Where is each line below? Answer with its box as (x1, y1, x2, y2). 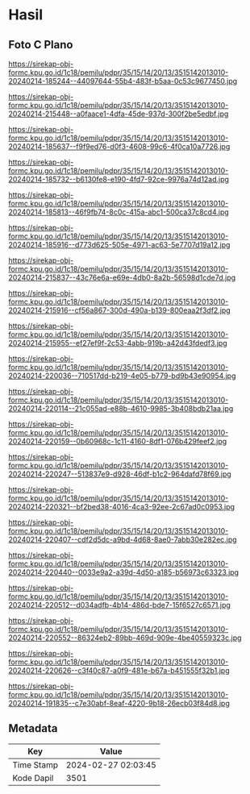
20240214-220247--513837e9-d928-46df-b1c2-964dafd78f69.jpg (8, 469, 231, 479)
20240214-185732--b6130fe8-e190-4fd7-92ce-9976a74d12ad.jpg (8, 175, 230, 184)
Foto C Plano (8, 38, 73, 52)
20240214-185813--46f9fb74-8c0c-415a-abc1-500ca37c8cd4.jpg (8, 207, 230, 217)
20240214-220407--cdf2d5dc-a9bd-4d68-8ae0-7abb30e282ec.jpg (8, 534, 237, 544)
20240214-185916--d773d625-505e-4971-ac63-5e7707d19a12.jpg (8, 240, 231, 249)
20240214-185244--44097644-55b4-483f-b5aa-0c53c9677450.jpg (8, 77, 238, 85)
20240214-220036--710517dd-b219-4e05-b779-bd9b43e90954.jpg (8, 371, 236, 380)
